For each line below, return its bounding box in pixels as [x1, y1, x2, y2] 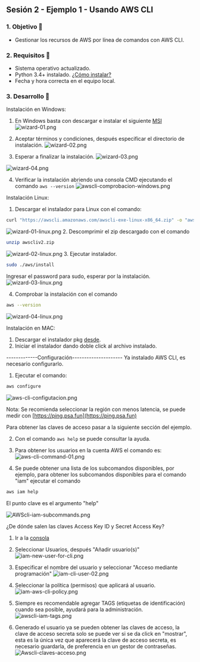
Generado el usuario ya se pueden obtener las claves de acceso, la [14, 623, 180, 631]
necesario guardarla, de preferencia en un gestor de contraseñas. [14, 642, 177, 649]
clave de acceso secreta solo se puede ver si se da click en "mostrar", [14, 630, 187, 637]
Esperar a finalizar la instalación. [14, 153, 95, 160]
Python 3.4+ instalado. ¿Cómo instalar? [14, 71, 112, 78]
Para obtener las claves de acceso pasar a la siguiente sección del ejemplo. [6, 423, 192, 431]
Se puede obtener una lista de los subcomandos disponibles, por [14, 465, 174, 472]
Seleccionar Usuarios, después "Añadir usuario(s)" [14, 546, 140, 553]
